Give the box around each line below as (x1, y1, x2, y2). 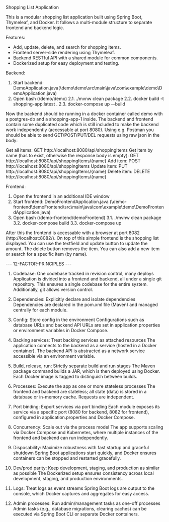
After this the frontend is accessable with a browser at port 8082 (6, 230, 140, 236)
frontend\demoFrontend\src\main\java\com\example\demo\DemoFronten (13, 204, 164, 210)
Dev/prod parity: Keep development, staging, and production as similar (13, 465, 160, 471)
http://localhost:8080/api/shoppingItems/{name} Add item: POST (6, 158, 141, 164)
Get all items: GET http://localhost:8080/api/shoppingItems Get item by (6, 147, 153, 153)
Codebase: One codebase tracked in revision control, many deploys (13, 271, 154, 276)
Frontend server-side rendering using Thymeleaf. (13, 50, 115, 55)
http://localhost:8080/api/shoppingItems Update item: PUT (6, 163, 128, 169)
